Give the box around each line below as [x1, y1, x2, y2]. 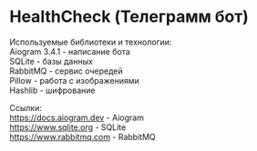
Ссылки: [9, 102, 43, 113]
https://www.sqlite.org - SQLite [9, 121, 127, 133]
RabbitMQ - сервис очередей [9, 65, 123, 76]
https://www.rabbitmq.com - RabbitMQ [9, 131, 157, 142]
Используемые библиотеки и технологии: [9, 36, 172, 47]
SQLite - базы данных [9, 55, 94, 66]
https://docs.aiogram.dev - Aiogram [9, 112, 144, 123]
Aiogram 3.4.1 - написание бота [9, 45, 130, 56]
